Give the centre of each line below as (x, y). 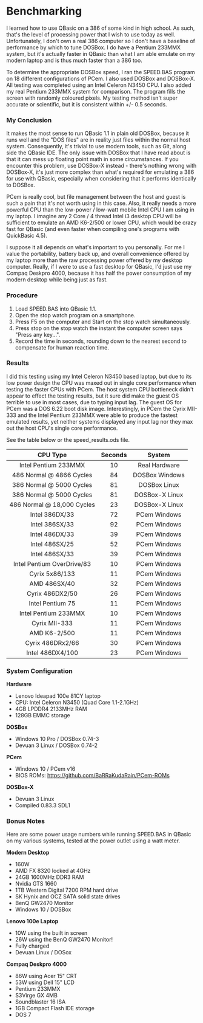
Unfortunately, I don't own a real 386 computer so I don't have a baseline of (101, 41)
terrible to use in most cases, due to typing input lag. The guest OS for (94, 402)
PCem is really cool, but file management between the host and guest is (96, 197)
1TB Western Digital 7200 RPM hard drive (67, 890)
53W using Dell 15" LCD (45, 982)
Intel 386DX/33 (52, 514)
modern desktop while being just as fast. (57, 280)
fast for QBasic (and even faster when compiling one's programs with (93, 229)
